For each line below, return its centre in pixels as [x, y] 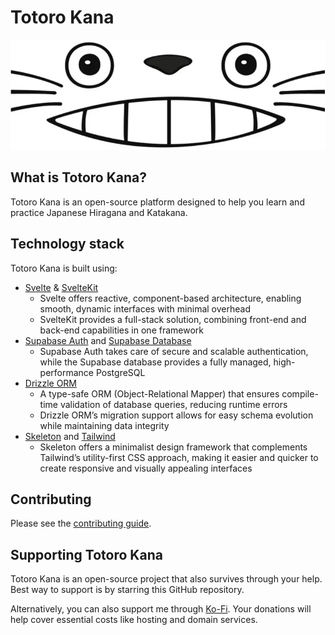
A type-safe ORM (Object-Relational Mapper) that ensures [159, 393]
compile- [300, 393]
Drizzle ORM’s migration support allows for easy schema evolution [176, 415]
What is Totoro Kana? [78, 177]
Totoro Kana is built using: [64, 268]
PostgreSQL [120, 372]
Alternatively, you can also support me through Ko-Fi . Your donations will [161, 609]
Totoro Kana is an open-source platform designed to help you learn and [157, 202]
